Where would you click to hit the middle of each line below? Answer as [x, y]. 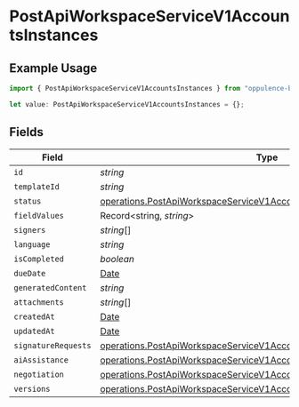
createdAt [34, 316]
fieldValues [39, 215]
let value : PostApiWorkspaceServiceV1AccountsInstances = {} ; [127, 104]
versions [32, 389]
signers [30, 230]
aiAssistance [41, 360]
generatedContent [50, 287]
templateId [36, 187]
